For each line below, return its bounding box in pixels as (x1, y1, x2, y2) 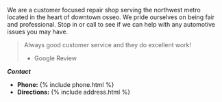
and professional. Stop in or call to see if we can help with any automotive (7, 21, 216, 28)
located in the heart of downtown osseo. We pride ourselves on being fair (7, 13, 215, 21)
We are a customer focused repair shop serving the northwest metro (7, 6, 201, 14)
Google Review (34, 54, 77, 62)
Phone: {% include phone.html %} (16, 81, 114, 88)
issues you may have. (7, 27, 69, 36)
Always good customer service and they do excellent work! (23, 41, 192, 49)
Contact (7, 68, 31, 75)
